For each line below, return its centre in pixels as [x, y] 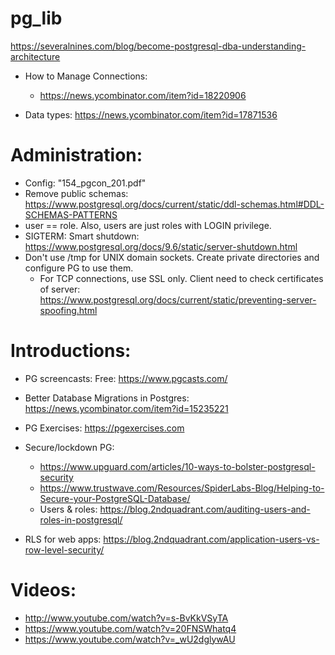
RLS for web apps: [63, 539]
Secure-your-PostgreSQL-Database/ [115, 498]
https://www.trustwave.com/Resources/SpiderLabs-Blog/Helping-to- [182, 488]
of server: [60, 289]
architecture [35, 56]
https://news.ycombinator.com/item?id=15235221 [126, 408]
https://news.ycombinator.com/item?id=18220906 [143, 95]
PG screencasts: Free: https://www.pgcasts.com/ [126, 378]
